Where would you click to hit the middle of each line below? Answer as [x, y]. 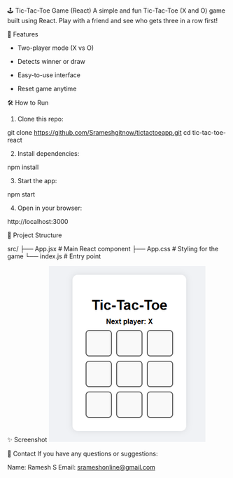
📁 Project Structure [35, 235]
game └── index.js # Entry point [54, 256]
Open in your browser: [50, 208]
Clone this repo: [40, 119]
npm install [23, 167]
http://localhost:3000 [38, 221]
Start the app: [37, 181]
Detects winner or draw [51, 61]
